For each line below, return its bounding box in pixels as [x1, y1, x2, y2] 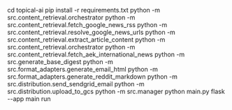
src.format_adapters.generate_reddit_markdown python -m [7, 72, 178, 81]
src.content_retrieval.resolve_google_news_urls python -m [7, 28, 176, 36]
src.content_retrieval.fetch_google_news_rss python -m [7, 21, 168, 29]
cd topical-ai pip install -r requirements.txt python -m [7, 6, 161, 14]
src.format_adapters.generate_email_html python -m [7, 65, 159, 73]
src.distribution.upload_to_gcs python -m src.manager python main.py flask [7, 87, 225, 95]
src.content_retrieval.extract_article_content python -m [7, 36, 166, 44]
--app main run [7, 95, 51, 103]
